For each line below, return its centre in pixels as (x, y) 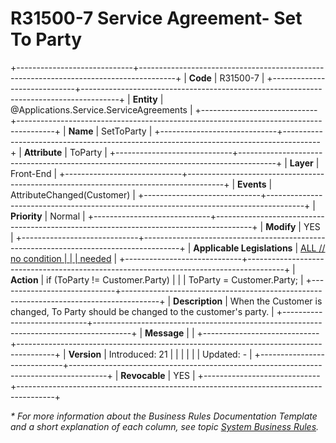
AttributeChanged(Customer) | (73, 194)
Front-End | (34, 173)
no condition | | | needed (61, 258)
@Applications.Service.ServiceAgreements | (101, 109)
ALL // (312, 248)
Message (164, 333)
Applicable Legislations (243, 248)
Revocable (143, 375)
